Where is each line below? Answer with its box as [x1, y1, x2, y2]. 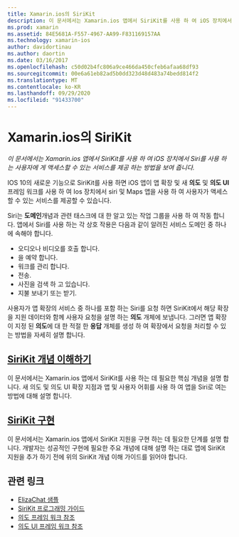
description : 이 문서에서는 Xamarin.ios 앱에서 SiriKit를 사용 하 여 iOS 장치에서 [7, 17, 233, 24]
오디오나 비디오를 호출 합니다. [17, 244, 100, 253]
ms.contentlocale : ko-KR [7, 83, 81, 90]
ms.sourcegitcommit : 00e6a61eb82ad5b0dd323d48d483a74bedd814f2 [7, 70, 199, 77]
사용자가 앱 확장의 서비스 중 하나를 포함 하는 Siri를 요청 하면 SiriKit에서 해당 [7, 303, 216, 312]
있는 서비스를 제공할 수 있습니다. [22, 196, 112, 204]
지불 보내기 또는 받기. [17, 288, 77, 297]
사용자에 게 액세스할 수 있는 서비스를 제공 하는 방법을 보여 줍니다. [14, 163, 195, 172]
